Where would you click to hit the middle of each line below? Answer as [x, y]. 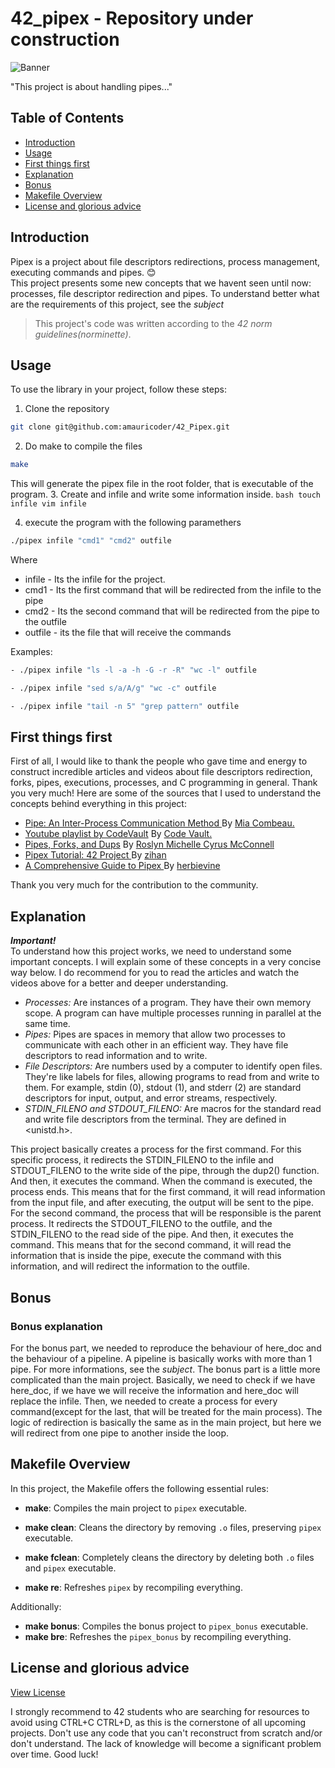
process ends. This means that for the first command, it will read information [168, 1192]
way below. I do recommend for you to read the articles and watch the [155, 973]
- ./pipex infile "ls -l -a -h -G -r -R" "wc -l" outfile [133, 670]
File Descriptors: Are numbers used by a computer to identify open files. [173, 1066]
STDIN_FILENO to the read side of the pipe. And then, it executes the [152, 1234]
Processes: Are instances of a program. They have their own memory [168, 1003]
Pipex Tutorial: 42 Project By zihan [95, 855]
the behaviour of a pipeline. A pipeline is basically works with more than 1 [161, 1358]
